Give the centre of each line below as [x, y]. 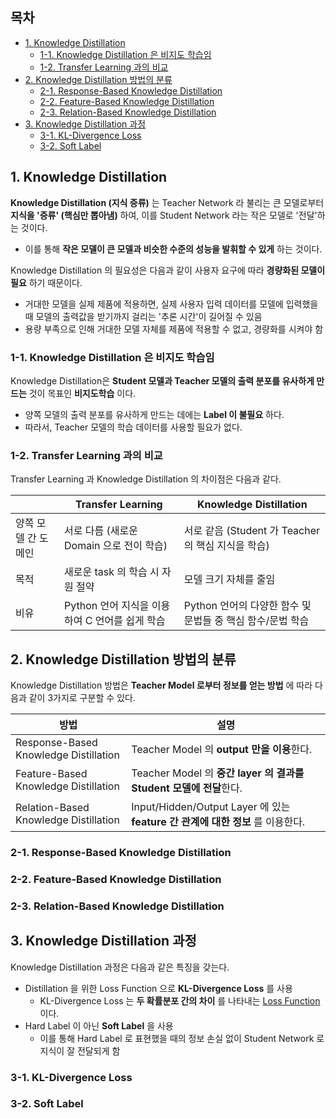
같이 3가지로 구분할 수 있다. [82, 698]
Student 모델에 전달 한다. [187, 788]
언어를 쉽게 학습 [130, 621]
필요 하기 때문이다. [46, 282]
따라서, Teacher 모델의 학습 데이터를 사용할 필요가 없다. [133, 427]
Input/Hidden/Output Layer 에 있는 [211, 807]
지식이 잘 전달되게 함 [80, 1050]
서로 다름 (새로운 [101, 531]
